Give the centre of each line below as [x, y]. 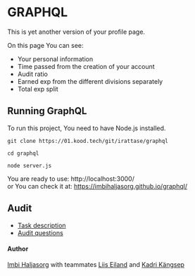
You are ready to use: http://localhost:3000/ [71, 178]
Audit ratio [32, 74]
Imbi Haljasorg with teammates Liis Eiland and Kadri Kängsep [96, 264]
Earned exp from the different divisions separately [90, 81]
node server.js [30, 165]
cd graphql [23, 153]
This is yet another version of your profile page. [76, 32]
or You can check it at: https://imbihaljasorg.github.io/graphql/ [97, 186]
